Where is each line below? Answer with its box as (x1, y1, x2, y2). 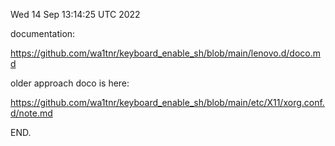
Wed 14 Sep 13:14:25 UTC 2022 (10, 9, 141, 20)
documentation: (10, 28, 76, 39)
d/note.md (10, 107, 53, 119)
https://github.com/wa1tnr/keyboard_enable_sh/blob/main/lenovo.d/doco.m (10, 47, 322, 59)
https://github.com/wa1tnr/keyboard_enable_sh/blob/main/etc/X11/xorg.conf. (10, 97, 325, 108)
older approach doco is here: (10, 77, 130, 89)
